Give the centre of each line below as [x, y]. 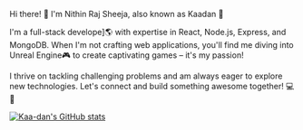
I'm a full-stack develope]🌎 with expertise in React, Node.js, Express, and [148, 32]
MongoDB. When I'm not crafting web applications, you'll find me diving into [151, 45]
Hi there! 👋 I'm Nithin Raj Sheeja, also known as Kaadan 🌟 [117, 14]
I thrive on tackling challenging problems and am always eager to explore [146, 76]
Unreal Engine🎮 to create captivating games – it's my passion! [127, 55]
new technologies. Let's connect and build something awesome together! [147, 86]
